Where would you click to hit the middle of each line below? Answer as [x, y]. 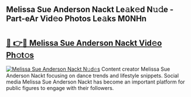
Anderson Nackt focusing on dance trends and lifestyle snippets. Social [93, 76]
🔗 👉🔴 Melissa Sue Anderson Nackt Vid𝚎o [84, 43]
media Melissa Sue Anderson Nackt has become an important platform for [96, 82]
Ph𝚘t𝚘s [20, 55]
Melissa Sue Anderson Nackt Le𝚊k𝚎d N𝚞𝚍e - [90, 10]
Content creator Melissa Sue [136, 69]
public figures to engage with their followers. [60, 88]
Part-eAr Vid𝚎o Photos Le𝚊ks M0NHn [76, 19]
